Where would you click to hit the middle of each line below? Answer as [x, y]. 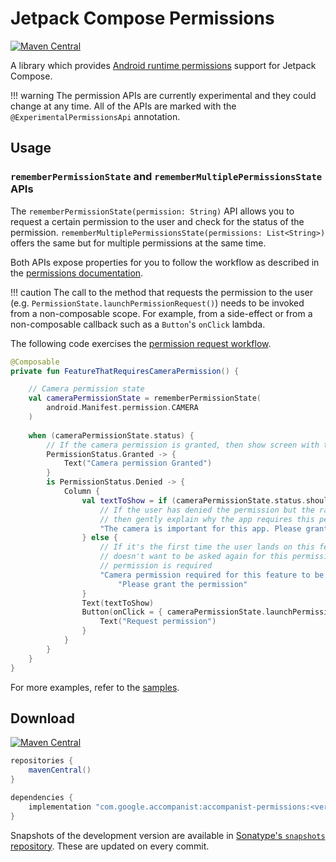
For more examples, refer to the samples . [95, 687]
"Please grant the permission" [182, 584]
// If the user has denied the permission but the [207, 510]
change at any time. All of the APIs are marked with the [123, 106]
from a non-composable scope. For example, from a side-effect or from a [161, 313]
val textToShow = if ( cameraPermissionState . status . [194, 500]
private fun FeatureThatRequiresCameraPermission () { [125, 371]
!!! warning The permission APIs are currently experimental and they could [163, 95]
